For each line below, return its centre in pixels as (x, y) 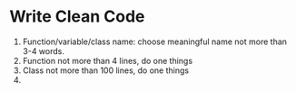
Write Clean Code (77, 17)
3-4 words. (44, 51)
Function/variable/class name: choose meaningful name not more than (155, 41)
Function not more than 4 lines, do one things (108, 60)
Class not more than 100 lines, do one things (105, 70)
